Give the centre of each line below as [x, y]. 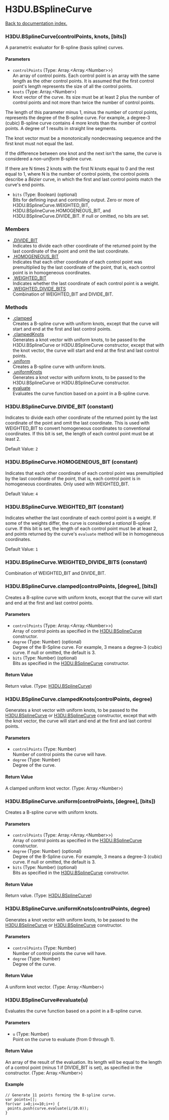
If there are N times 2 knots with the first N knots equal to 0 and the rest [80, 169]
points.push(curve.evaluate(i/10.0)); [48, 1108]
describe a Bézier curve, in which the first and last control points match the [83, 179]
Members [17, 229]
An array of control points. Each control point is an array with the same [86, 76]
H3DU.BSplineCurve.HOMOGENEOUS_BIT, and [62, 211]
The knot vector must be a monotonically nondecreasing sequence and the [83, 138]
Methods [16, 307]
